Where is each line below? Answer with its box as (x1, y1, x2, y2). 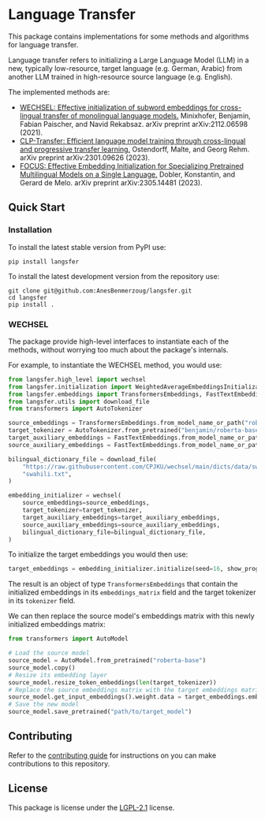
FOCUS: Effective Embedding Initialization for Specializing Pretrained (19, 161, 244, 170)
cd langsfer (8, 293, 47, 301)
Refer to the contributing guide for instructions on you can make (8, 751, 217, 760)
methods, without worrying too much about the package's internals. (8, 345, 229, 354)
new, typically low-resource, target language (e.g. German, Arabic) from (8, 63, 243, 73)
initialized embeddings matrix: (8, 620, 106, 629)
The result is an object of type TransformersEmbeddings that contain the (8, 580, 238, 589)
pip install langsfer (8, 258, 80, 266)
